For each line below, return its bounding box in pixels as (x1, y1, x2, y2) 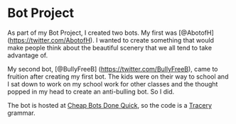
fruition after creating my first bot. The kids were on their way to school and (7, 72, 229, 81)
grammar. (7, 108, 36, 117)
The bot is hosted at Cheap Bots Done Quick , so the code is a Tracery (7, 101, 212, 109)
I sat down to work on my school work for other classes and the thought (7, 79, 218, 88)
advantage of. (7, 51, 48, 60)
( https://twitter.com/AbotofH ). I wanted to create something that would (7, 35, 215, 44)
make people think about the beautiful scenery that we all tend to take (7, 43, 212, 52)
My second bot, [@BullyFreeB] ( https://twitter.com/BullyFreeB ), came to (7, 64, 218, 73)
